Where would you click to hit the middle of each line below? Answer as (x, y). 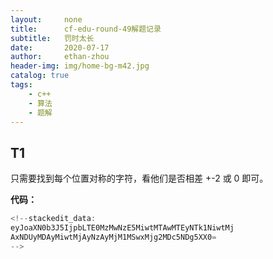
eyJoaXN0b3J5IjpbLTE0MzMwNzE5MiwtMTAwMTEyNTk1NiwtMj (122, 228)
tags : (21, 85)
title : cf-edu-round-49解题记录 (86, 29)
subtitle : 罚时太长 (52, 38)
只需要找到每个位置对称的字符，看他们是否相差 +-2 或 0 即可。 (139, 178)
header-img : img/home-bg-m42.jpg (80, 66)
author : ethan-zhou (60, 57)
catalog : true (40, 76)
